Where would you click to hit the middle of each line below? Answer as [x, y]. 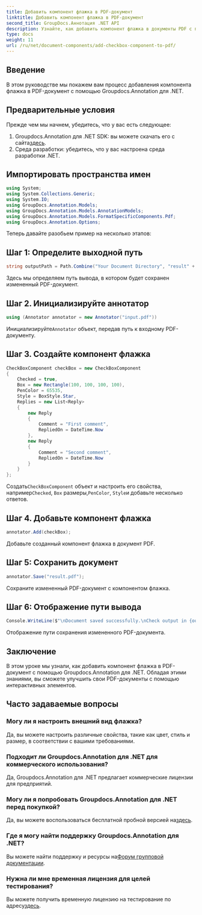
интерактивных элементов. [41, 685]
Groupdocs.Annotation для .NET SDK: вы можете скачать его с [95, 136]
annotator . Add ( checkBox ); [38, 532]
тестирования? [30, 886]
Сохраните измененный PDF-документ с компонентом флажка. [88, 588]
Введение [26, 70]
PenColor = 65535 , [40, 391]
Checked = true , [38, 379]
